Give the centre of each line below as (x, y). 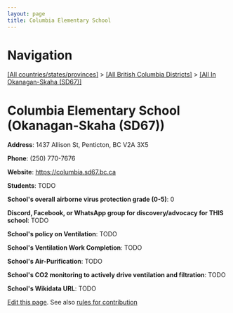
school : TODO (28, 221)
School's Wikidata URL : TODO (52, 288)
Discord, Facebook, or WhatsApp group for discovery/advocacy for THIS (115, 213)
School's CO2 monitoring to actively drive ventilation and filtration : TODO (116, 275)
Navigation (40, 55)
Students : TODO (32, 186)
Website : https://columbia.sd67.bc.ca (62, 172)
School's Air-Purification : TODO (55, 262)
